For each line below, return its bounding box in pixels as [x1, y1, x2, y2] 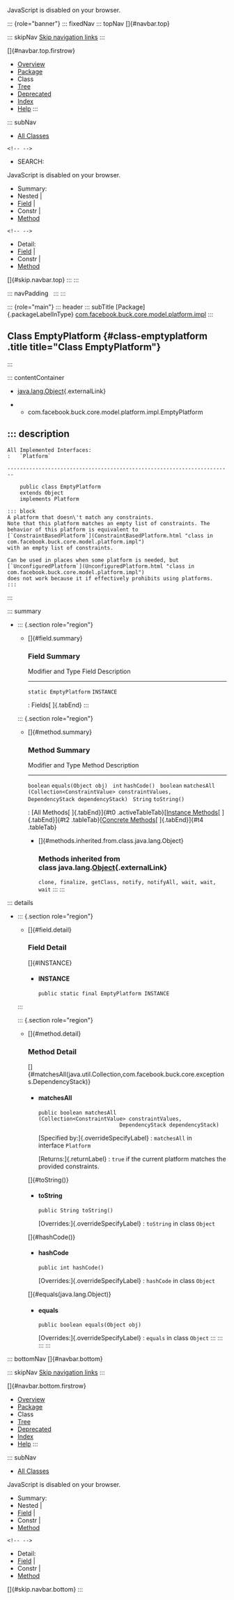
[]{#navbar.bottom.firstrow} [7, 1382, 87, 1390]
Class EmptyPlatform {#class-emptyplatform [7, 330, 208, 342]
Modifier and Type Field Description [27, 667, 131, 675]
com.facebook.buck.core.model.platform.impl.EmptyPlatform [27, 408, 203, 416]
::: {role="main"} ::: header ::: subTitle [7, 303, 115, 311]
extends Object [19, 489, 64, 497]
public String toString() [38, 1207, 114, 1214]
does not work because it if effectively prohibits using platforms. [7, 575, 214, 582]
